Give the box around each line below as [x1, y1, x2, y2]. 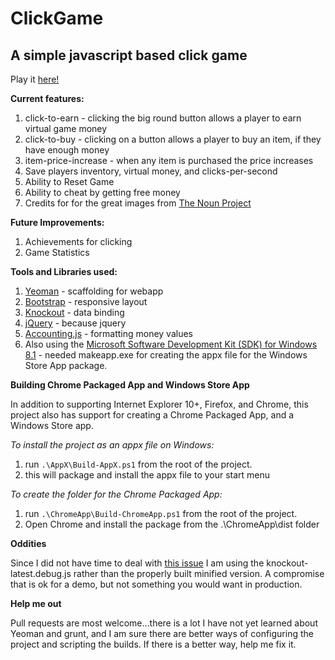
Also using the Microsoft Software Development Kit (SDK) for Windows [24, 338, 318, 350]
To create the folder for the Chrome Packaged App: [10, 488, 223, 500]
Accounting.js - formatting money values [24, 328, 193, 339]
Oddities [10, 538, 47, 549]
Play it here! [10, 73, 60, 85]
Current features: [10, 93, 85, 104]
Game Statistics [24, 247, 90, 258]
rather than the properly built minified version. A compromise [73, 568, 325, 579]
